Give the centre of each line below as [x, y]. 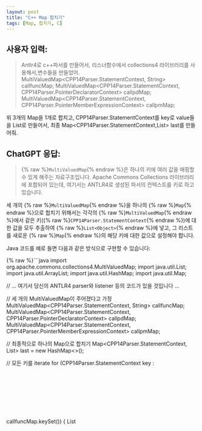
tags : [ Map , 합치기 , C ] [34, 23]
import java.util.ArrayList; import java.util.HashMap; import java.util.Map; [96, 273]
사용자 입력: [27, 49]
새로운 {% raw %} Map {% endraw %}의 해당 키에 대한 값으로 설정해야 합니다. [104, 235]
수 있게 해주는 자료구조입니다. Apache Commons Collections [95, 177]
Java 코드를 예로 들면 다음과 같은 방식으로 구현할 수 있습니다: [78, 248]
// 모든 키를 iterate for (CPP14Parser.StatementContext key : [80, 363]
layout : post [23, 12]
